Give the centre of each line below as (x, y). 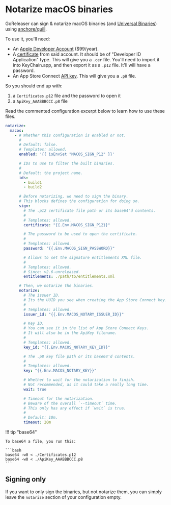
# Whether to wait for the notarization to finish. (80, 380)
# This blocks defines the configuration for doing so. (79, 201)
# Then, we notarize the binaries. (56, 286)
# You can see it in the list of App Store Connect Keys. (86, 328)
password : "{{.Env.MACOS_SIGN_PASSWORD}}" (69, 249)
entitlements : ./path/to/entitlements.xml (69, 277)
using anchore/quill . (26, 29)
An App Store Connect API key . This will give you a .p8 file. (74, 76)
